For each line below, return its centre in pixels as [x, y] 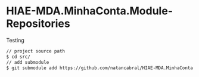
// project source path [36, 51]
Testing [15, 40]
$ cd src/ [18, 57]
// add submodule [28, 62]
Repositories [38, 24]
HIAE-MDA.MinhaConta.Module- [89, 11]
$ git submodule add [32, 68]
